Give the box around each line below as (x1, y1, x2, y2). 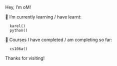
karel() (9, 23, 26, 28)
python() (9, 28, 28, 33)
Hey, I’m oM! (5, 4, 31, 10)
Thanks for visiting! (5, 55, 45, 61)
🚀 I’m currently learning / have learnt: (5, 14, 81, 19)
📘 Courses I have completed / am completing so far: (5, 37, 112, 42)
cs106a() (9, 46, 28, 51)
